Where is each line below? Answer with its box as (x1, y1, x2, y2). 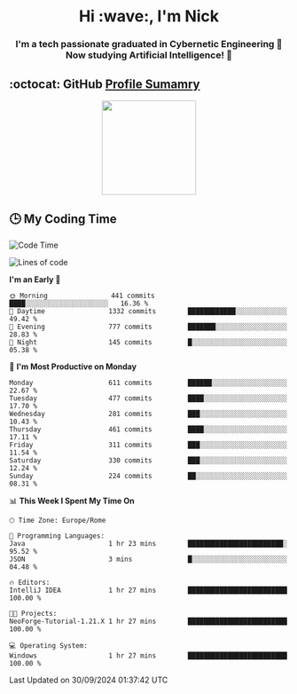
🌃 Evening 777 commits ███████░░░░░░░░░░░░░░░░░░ (9, 322, 288, 331)
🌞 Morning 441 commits (9, 291, 155, 300)
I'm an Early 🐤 (9, 273, 61, 285)
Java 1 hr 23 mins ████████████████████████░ (9, 539, 288, 548)
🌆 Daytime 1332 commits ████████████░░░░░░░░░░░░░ (9, 306, 288, 316)
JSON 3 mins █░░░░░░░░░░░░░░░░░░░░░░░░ (9, 555, 288, 564)
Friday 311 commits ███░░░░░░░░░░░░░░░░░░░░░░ (9, 440, 288, 449)
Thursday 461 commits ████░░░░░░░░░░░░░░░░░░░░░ (9, 424, 288, 434)
